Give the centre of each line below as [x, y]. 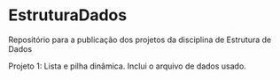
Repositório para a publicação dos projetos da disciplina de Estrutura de [140, 40]
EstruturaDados [68, 15]
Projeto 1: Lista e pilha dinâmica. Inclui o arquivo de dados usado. [128, 66]
